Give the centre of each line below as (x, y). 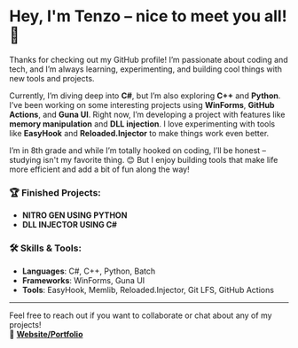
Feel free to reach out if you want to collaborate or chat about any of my (141, 315)
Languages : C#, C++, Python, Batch (89, 271)
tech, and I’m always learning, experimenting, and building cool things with (145, 69)
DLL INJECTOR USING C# (70, 225)
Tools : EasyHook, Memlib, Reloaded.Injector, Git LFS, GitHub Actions (148, 290)
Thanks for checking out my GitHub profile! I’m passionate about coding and (149, 59)
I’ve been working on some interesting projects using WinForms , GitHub (142, 104)
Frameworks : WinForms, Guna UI (83, 280)
